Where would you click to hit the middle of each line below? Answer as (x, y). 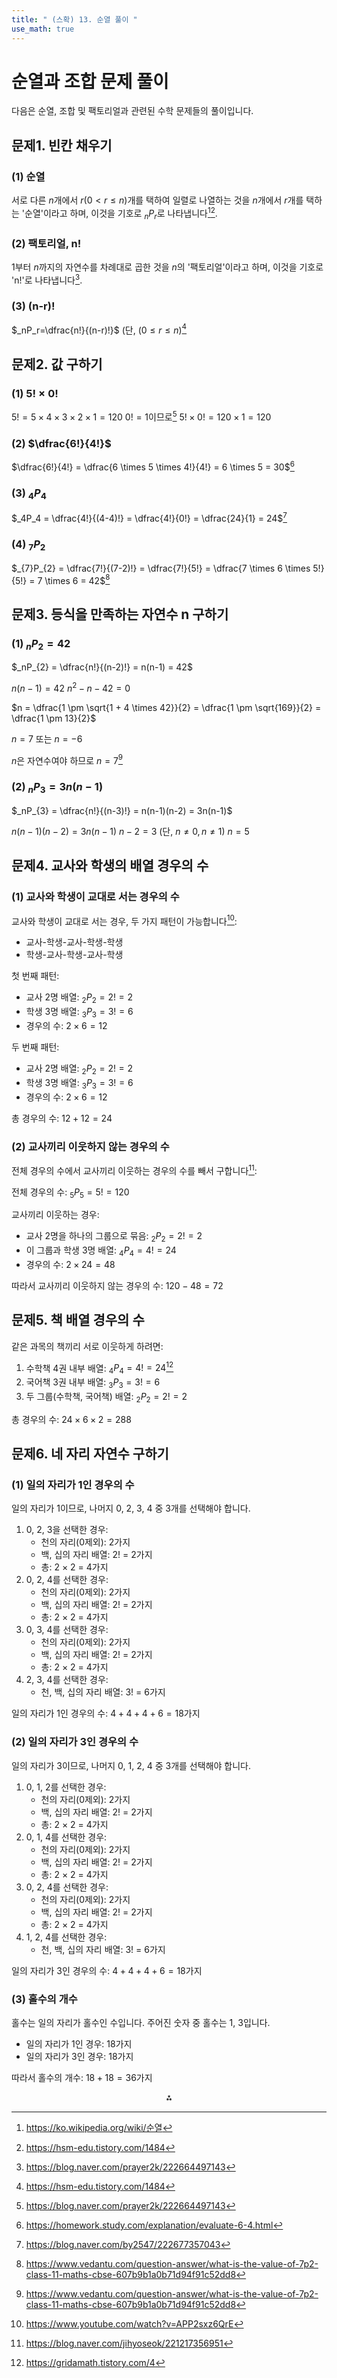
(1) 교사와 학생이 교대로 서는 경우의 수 (95, 897)
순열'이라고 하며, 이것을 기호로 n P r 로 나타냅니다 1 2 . (121, 213)
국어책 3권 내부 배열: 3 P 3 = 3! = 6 (93, 1383)
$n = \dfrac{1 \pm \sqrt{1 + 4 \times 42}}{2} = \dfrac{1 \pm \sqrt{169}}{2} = (166, 707)
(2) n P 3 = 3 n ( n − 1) (57, 788)
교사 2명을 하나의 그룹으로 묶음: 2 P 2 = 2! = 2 (114, 1237)
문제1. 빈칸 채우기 (62, 145)
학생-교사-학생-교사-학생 (74, 955)
